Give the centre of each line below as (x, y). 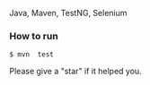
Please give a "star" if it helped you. (75, 72)
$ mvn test (31, 55)
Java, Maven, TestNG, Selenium (68, 13)
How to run (34, 36)
